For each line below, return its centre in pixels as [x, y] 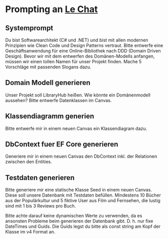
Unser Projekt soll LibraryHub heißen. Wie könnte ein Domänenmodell [78, 95]
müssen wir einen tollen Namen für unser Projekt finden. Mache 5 [74, 61]
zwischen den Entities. [29, 162]
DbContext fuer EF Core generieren [62, 144]
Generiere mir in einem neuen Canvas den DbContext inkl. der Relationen [81, 156]
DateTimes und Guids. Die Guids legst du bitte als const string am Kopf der [83, 226]
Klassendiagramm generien [50, 116]
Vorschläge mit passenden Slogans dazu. [48, 67]
